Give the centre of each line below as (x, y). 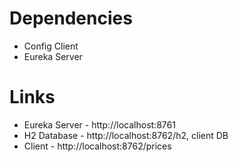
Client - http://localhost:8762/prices (97, 146)
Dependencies (71, 18)
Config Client (51, 46)
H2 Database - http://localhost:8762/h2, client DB (126, 135)
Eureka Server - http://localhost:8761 (99, 124)
